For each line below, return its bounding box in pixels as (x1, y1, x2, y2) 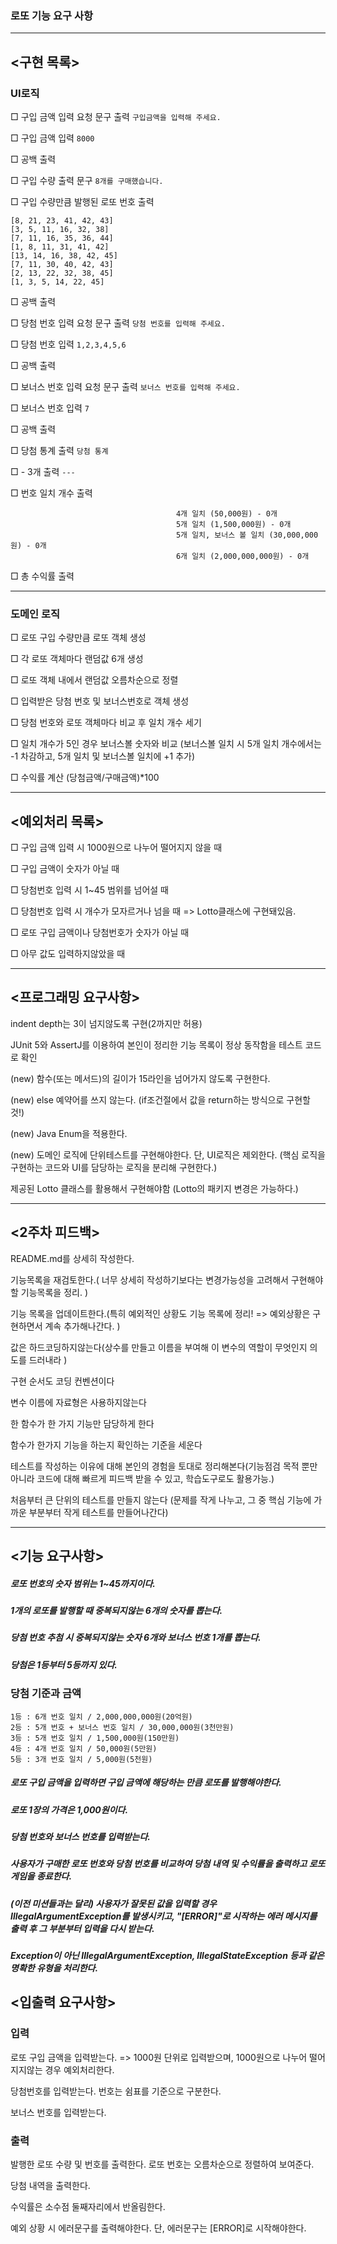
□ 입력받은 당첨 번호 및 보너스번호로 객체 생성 (10, 695, 190, 707)
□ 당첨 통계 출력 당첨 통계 (10, 444, 109, 456)
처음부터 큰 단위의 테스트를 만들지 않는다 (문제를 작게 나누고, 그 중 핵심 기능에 (10, 1493, 312, 1506)
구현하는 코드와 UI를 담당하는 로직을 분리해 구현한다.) (10, 1161, 218, 1173)
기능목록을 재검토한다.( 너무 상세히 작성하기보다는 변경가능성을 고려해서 (10, 1273, 289, 1286)
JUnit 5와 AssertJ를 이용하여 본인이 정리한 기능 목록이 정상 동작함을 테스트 (10, 1038, 303, 1051)
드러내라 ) (28, 1353, 68, 1366)
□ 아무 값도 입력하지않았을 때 (10, 948, 126, 960)
